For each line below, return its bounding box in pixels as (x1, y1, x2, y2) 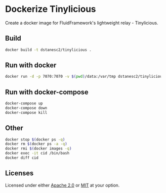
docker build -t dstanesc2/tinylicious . (5, 47, 92, 52)
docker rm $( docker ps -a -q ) (5, 142, 68, 146)
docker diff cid (5, 155, 39, 160)
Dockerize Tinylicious (5, 3, 96, 15)
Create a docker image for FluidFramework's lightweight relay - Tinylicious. (5, 20, 159, 26)
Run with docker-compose (5, 88, 89, 96)
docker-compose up (5, 101, 43, 106)
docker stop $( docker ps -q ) (5, 137, 65, 142)
